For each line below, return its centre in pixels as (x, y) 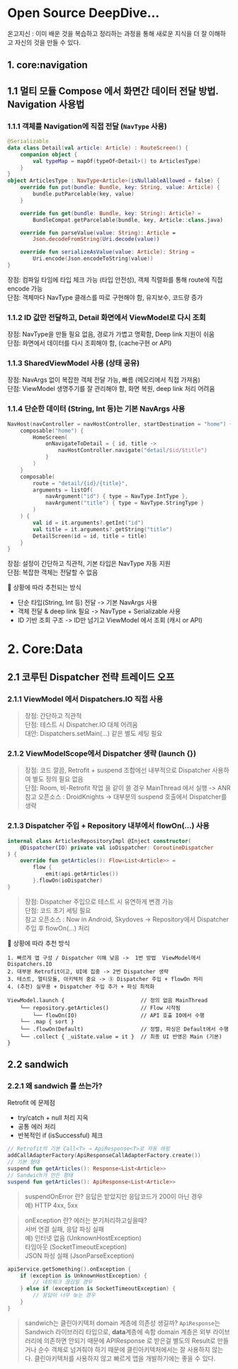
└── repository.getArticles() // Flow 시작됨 (100, 1008)
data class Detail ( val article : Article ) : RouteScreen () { (98, 148)
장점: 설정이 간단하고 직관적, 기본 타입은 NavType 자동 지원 (89, 564)
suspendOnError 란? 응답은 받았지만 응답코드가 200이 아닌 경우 (114, 1196)
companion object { (49, 154)
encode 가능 (25, 288)
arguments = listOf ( (63, 490)
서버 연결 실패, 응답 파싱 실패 (64, 1229)
